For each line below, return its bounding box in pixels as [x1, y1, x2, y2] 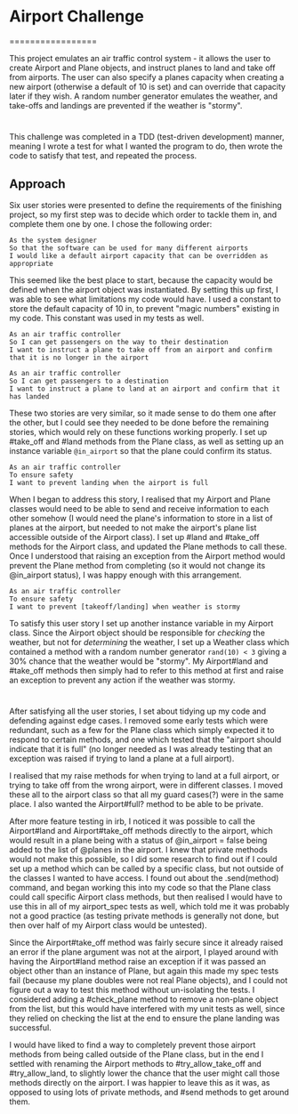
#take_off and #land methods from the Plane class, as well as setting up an [9, 436, 285, 447]
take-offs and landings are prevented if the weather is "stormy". [9, 100, 243, 110]
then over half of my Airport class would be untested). [9, 920, 207, 931]
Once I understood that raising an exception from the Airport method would [9, 550, 286, 561]
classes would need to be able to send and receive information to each [9, 503, 270, 513]
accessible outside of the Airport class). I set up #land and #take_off [9, 531, 260, 542]
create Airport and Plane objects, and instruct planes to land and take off [9, 62, 276, 73]
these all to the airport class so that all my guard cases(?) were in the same [9, 789, 285, 800]
